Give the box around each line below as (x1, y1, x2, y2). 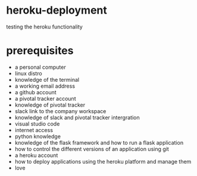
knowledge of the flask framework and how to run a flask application (14, 139, 183, 146)
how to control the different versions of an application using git (14, 145, 170, 152)
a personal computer (14, 63, 67, 71)
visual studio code (14, 120, 60, 127)
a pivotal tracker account (14, 95, 76, 102)
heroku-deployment (6, 4, 107, 17)
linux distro (14, 69, 43, 77)
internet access (14, 126, 54, 133)
